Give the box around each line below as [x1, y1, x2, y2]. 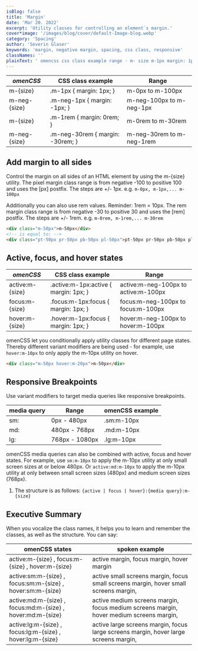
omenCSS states [24, 545, 72, 553]
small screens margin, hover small [92, 579, 187, 587]
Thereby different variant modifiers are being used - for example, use [6, 343, 174, 350]
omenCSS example [104, 407, 159, 415]
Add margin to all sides [6, 157, 92, 167]
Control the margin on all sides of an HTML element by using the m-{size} [6, 173, 185, 180]
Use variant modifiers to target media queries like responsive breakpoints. [6, 393, 186, 400]
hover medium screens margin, [92, 611, 179, 619]
